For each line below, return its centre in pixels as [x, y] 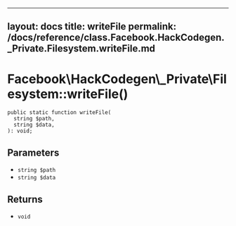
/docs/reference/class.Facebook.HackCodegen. [116, 38]
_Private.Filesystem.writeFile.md [81, 49]
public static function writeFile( [59, 113]
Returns [25, 199]
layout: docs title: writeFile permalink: [92, 26]
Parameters [33, 152]
